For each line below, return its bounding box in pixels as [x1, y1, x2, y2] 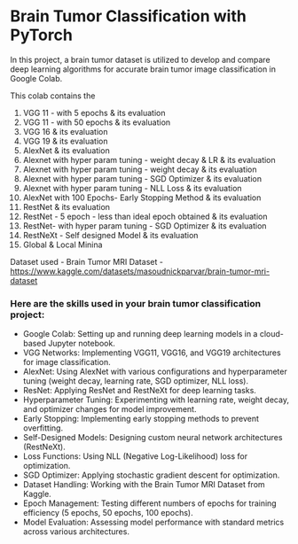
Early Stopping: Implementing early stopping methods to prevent [22, 414, 260, 424]
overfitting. [22, 423, 64, 433]
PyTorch [10, 25, 74, 45]
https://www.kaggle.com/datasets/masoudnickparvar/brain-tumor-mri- [10, 266, 270, 276]
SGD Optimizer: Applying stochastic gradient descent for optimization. [22, 470, 280, 480]
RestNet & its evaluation [22, 201, 110, 212]
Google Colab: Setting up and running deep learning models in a [22, 329, 258, 339]
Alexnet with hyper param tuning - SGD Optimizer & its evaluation [22, 173, 263, 183]
